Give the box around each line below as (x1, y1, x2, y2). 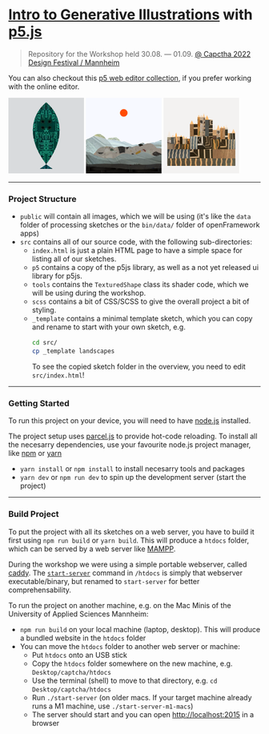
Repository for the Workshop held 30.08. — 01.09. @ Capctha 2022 (27, 49, 251, 58)
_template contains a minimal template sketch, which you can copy (31, 314, 253, 324)
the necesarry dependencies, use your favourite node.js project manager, (8, 440, 251, 450)
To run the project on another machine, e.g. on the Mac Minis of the (8, 600, 231, 610)
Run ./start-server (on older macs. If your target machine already (31, 692, 252, 702)
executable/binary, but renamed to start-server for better (8, 576, 200, 586)
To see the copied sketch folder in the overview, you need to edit (31, 362, 246, 372)
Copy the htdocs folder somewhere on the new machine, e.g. (31, 659, 233, 668)
